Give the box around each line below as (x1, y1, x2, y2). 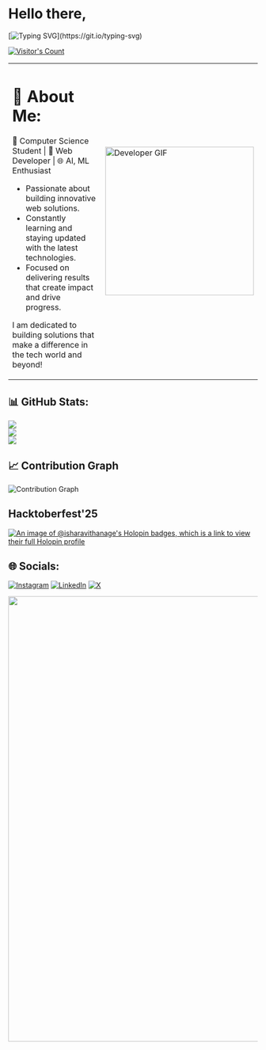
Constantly (25, 213, 66, 224)
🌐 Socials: (8, 560, 60, 573)
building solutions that (12, 329, 95, 340)
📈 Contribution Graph (8, 459, 119, 473)
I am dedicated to (12, 320, 78, 331)
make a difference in (12, 340, 89, 351)
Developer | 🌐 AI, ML (12, 155, 89, 166)
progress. (25, 302, 62, 313)
